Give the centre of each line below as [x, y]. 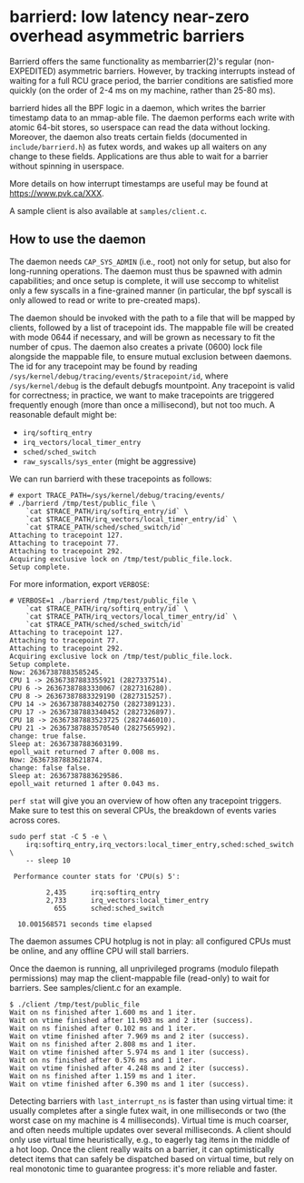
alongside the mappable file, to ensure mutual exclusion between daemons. [151, 356]
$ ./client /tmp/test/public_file [75, 1004]
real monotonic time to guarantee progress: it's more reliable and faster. [143, 1168]
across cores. [35, 820]
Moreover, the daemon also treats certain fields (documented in [128, 136]
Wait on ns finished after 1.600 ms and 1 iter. [103, 1012]
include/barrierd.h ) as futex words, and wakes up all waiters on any [138, 147]
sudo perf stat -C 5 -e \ [58, 836]
